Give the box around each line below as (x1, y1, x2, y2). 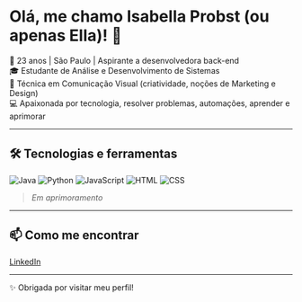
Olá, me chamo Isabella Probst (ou (9, 6, 270, 27)
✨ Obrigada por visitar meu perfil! (9, 281, 135, 293)
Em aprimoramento (31, 191, 103, 203)
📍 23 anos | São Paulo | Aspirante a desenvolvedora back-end (9, 55, 240, 66)
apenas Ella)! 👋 (9, 25, 123, 46)
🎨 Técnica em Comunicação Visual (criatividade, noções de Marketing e (9, 78, 276, 89)
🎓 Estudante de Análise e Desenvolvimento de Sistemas (9, 65, 220, 75)
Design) (9, 87, 39, 98)
